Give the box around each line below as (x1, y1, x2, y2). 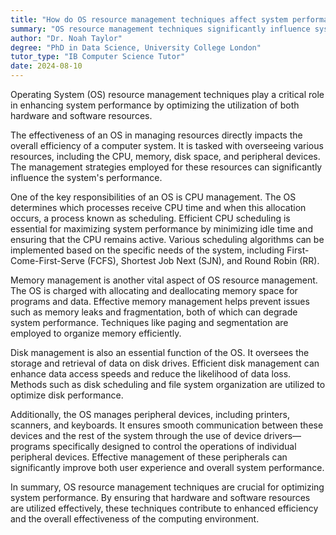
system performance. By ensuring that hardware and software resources (10, 492, 311, 503)
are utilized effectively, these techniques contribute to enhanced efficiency (10, 502, 319, 514)
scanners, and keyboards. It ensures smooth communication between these (10, 419, 324, 431)
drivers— (263, 430, 302, 441)
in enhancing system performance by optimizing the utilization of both (10, 99, 300, 111)
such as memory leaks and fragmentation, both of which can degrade (10, 306, 298, 318)
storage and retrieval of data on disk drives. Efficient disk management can (10, 357, 320, 369)
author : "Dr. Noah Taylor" (10, 33, 123, 43)
